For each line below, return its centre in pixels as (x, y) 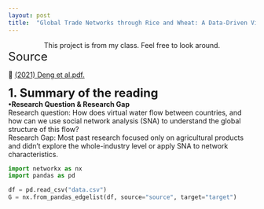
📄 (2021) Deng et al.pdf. (46, 75)
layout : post (29, 15)
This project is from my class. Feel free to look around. (132, 45)
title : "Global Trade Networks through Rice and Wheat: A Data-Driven (128, 23)
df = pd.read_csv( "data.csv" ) (58, 190)
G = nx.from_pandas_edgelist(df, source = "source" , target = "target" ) (123, 197)
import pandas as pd (42, 176)
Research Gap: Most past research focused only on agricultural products (126, 137)
